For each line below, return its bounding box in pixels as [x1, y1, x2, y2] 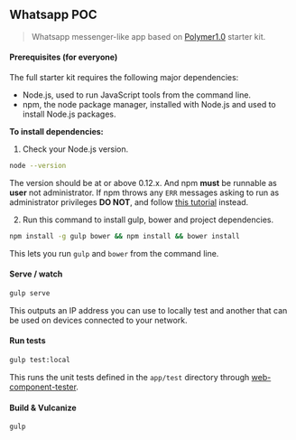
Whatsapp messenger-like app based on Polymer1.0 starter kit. [31, 31, 266, 42]
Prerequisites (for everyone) [9, 51, 118, 62]
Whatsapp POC [9, 7, 97, 23]
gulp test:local [9, 356, 70, 365]
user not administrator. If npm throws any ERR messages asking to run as [9, 187, 280, 198]
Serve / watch [9, 268, 63, 279]
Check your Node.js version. [22, 144, 129, 154]
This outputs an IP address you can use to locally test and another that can [9, 304, 288, 315]
